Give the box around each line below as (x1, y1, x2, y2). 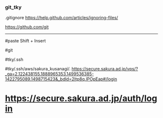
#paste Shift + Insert (5, 38, 46, 44)
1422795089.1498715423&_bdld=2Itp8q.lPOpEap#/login (5, 76, 117, 82)
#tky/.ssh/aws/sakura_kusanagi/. (5, 66, 71, 72)
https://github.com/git (5, 24, 49, 30)
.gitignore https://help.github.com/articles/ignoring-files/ (5, 15, 118, 21)
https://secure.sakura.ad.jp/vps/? (71, 66, 138, 72)
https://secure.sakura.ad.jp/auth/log (5, 93, 158, 104)
